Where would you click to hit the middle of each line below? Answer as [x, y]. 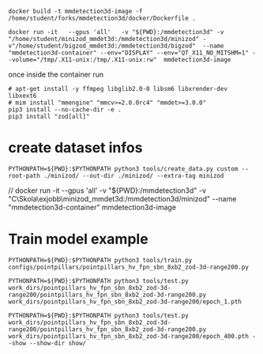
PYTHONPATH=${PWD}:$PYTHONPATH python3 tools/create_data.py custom [123, 169]
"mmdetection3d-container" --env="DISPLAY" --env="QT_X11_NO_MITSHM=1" [128, 53]
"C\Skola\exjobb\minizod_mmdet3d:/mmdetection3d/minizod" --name [122, 198]
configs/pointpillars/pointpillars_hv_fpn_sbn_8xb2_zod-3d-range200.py [128, 267]
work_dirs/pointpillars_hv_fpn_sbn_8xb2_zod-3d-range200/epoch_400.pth [128, 336]
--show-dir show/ [58, 343]
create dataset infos [75, 148]
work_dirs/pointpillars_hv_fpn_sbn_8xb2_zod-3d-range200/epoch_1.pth [125, 301]
